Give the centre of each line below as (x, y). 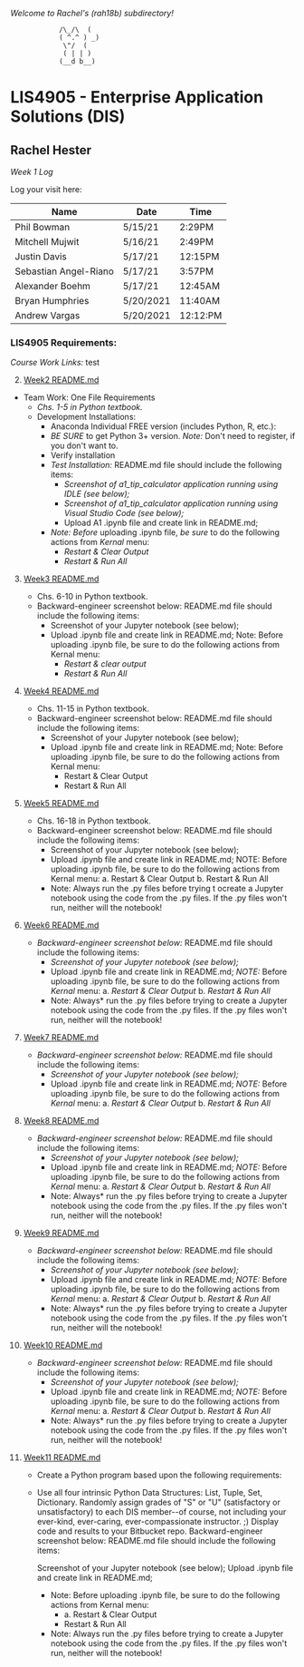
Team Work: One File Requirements (89, 397)
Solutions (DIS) (68, 117)
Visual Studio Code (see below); (124, 513)
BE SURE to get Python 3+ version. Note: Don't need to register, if (173, 436)
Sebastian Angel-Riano (64, 271)
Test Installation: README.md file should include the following (166, 465)
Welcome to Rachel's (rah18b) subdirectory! (92, 13)
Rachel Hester (51, 150)
